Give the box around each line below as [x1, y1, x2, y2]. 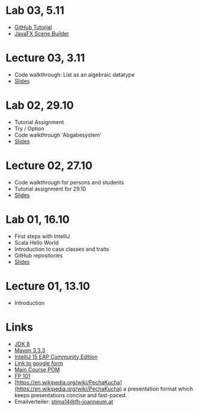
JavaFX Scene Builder [14, 30, 70, 37]
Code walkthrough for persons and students [14, 178, 124, 186]
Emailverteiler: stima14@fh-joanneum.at [14, 398, 114, 405]
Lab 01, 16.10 [5, 212, 70, 226]
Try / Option [14, 125, 44, 132]
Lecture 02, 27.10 [5, 159, 93, 172]
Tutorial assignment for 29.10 [14, 185, 87, 192]
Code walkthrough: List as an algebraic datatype [14, 71, 135, 78]
